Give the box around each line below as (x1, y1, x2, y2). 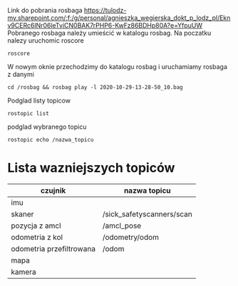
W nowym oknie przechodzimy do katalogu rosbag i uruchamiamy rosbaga (7, 63, 228, 70)
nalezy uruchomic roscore (7, 36, 84, 45)
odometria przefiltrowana (11, 243, 96, 253)
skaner (11, 209, 34, 219)
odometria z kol (11, 232, 63, 242)
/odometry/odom (102, 232, 159, 242)
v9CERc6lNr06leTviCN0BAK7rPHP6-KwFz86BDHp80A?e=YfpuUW (7, 21, 203, 29)
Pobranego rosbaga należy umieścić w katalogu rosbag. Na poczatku (7, 28, 212, 37)
